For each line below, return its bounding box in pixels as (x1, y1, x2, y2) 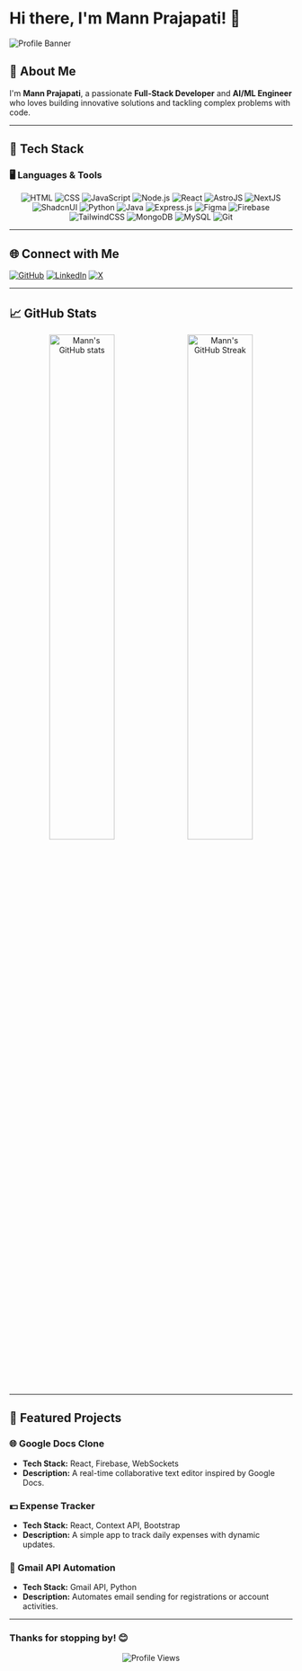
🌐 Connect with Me (9, 246, 120, 262)
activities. (22, 1601, 58, 1612)
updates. (22, 1539, 56, 1550)
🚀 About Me (9, 64, 76, 79)
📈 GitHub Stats (9, 306, 97, 321)
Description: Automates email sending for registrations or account (22, 1591, 270, 1603)
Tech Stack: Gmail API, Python (22, 1582, 138, 1593)
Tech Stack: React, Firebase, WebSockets (22, 1458, 180, 1469)
